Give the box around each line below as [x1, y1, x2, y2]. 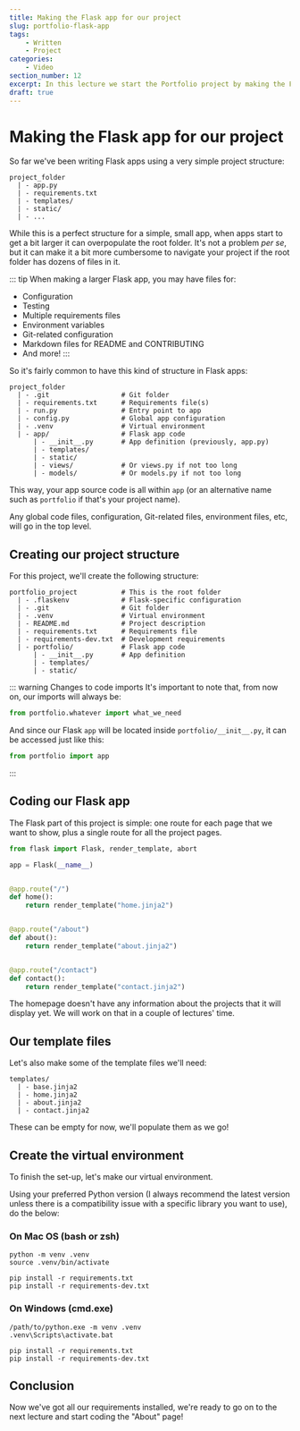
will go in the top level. [9, 521, 92, 532]
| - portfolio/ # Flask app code [17, 643, 186, 652]
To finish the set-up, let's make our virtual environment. [9, 1172, 213, 1182]
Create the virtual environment [9, 1147, 185, 1163]
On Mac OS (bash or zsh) [9, 1230, 121, 1242]
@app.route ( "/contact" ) [9, 965, 98, 975]
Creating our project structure [9, 546, 180, 562]
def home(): [9, 893, 54, 902]
